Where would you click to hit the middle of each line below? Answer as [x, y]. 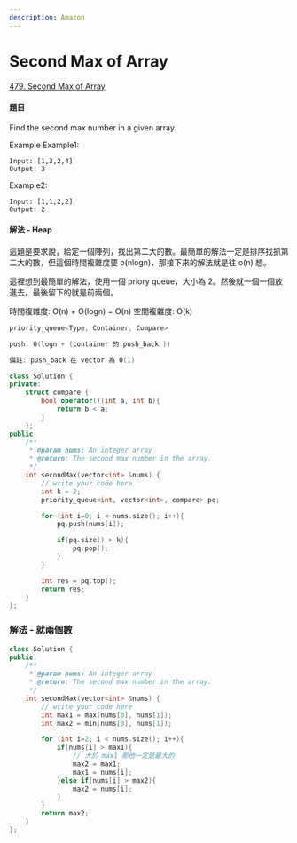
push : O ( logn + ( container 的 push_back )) [90, 344]
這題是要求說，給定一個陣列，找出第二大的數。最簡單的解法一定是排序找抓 [145, 251]
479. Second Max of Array [57, 86]
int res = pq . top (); [79, 581]
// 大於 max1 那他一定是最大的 [123, 756]
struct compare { [57, 393]
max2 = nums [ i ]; [102, 789]
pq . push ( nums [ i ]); [90, 524]
